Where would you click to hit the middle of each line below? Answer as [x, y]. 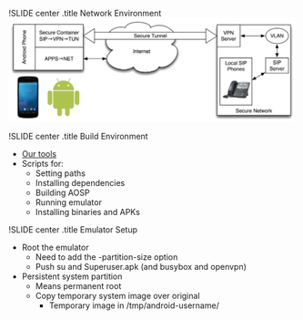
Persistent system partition [72, 276]
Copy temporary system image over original [118, 295]
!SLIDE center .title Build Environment [78, 136]
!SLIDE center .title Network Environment [85, 13]
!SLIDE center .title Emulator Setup [73, 229]
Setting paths [60, 173]
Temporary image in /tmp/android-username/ [134, 305]
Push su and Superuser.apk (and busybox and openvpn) [141, 266]
